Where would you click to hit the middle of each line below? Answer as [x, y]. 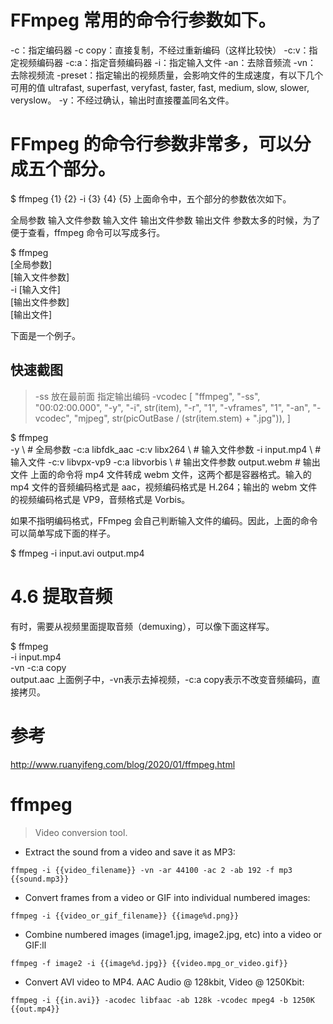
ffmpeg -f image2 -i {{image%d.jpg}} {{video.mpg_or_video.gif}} [149, 963]
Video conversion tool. [81, 832]
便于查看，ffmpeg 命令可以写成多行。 [88, 232]
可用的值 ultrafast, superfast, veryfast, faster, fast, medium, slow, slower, [160, 87]
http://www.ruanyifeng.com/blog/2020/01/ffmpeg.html [123, 764]
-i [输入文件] [35, 289]
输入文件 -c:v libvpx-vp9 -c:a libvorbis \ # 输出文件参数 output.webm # [155, 462]
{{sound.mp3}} [40, 879]
